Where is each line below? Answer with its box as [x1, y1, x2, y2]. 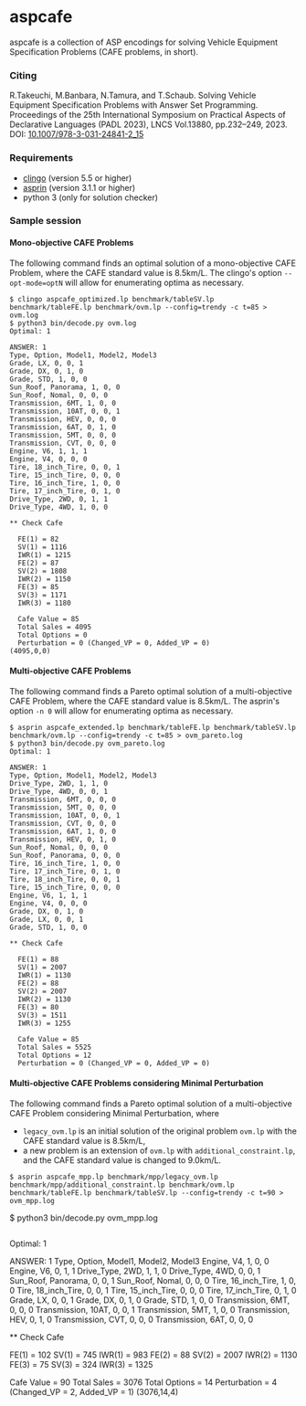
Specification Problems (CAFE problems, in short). [9, 46, 199, 57]
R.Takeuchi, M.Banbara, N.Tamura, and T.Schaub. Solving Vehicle [9, 90, 257, 101]
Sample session [9, 215, 82, 227]
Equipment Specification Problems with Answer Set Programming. [9, 100, 259, 111]
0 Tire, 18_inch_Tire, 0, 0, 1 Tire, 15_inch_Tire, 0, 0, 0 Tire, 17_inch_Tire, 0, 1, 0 [9, 1285, 297, 1296]
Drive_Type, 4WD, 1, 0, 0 [9, 502, 108, 512]
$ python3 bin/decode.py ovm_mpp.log [9, 1212, 158, 1223]
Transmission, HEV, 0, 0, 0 [9, 414, 117, 424]
